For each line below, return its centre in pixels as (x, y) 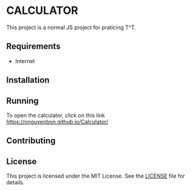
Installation (28, 80)
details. (15, 183)
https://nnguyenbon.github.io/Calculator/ (57, 121)
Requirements (33, 46)
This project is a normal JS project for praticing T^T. (71, 27)
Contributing (31, 141)
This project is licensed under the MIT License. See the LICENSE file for (96, 176)
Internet (25, 61)
